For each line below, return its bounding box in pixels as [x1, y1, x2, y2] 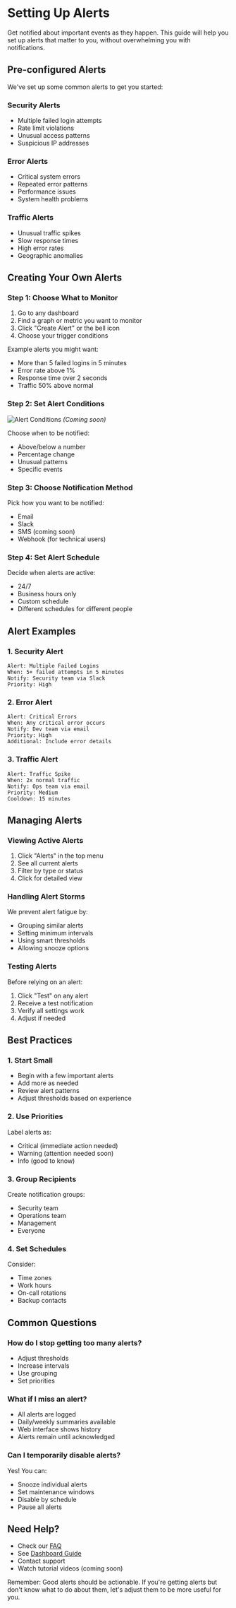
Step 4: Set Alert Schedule [7, 552, 100, 562]
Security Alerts [7, 100, 61, 110]
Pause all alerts [17, 1503, 62, 1511]
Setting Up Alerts [7, 5, 111, 21]
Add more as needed [17, 1079, 79, 1087]
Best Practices [7, 1034, 73, 1046]
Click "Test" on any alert [17, 991, 89, 1000]
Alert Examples [7, 625, 76, 637]
